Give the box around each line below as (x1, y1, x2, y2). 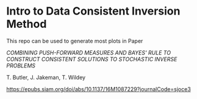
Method (6, 17, 47, 31)
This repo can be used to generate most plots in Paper (6, 37, 143, 44)
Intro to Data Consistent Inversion (6, 4, 181, 18)
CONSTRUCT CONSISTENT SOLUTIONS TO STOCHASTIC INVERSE (6, 55, 177, 63)
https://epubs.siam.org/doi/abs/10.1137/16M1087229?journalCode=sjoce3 (6, 85, 191, 92)
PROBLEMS (6, 62, 35, 69)
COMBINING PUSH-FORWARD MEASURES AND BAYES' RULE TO (6, 49, 171, 56)
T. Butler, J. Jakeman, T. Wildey (6, 73, 86, 81)
